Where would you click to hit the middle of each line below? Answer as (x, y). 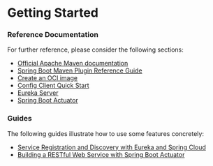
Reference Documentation (53, 35)
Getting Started (53, 13)
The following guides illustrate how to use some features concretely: (106, 133)
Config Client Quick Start (53, 86)
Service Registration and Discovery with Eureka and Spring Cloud (111, 147)
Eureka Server (38, 93)
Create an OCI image (47, 78)
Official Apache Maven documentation (73, 63)
